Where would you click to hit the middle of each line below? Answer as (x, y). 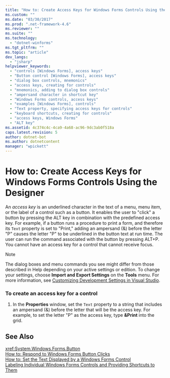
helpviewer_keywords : (28, 66)
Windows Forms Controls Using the (81, 182)
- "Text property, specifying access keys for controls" (71, 109)
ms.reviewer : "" (22, 29)
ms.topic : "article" (27, 52)
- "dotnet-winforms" (31, 43)
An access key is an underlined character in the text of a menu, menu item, (83, 207)
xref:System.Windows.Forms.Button (43, 349)
